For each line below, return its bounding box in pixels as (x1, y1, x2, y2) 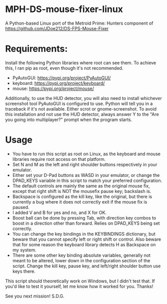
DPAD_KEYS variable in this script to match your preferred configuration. (12, 177, 162, 183)
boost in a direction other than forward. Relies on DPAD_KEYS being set (12, 220, 160, 226)
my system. (12, 247, 36, 253)
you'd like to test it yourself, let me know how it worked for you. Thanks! (5, 283, 153, 289)
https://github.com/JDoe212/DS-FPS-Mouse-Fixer (5, 25, 109, 31)
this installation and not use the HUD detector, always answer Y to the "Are (5, 111, 159, 117)
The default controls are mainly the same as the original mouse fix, (12, 182, 150, 189)
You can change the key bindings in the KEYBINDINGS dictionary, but (12, 231, 156, 237)
